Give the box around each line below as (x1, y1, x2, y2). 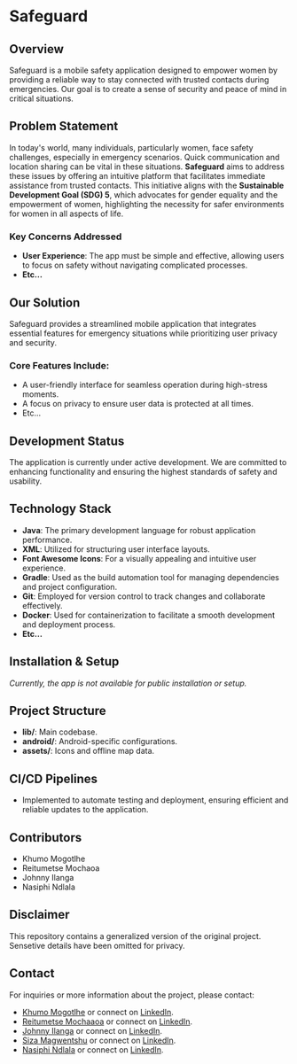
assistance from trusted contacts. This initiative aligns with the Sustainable (9, 180, 285, 190)
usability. (9, 476, 43, 486)
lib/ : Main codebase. (21, 726, 98, 737)
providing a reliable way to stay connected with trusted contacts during (9, 74, 270, 85)
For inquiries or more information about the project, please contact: (9, 990, 255, 1000)
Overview (9, 42, 65, 57)
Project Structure (9, 703, 106, 718)
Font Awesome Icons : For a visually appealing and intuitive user (21, 553, 257, 563)
